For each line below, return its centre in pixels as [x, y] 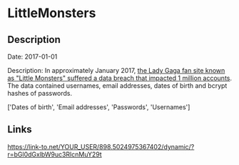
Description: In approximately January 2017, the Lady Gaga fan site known [116, 70]
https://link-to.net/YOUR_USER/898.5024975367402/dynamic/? [101, 146]
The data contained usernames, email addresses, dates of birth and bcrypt [117, 86]
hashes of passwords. [40, 93]
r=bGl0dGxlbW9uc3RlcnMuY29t [55, 154]
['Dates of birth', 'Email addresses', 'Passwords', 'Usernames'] [99, 107]
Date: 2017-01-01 [32, 56]
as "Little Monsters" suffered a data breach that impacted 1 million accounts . [120, 78]
